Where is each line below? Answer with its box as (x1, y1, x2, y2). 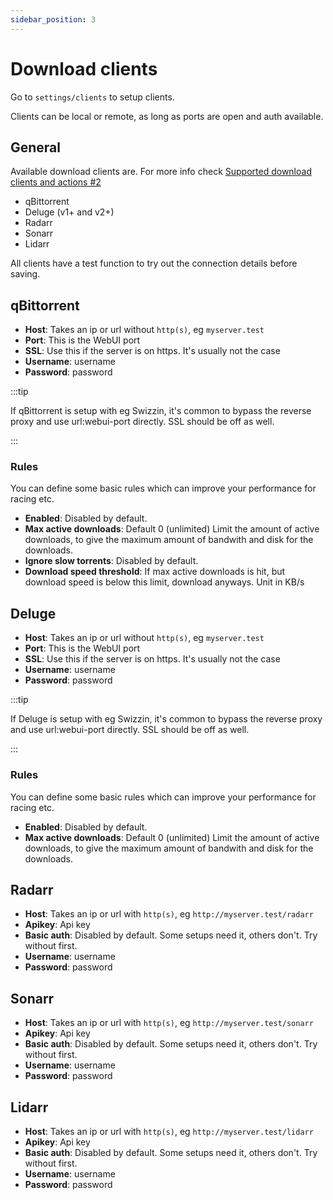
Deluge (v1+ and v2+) (24, 206, 115, 218)
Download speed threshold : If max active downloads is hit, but (24, 566, 286, 578)
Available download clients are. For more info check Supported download (10, 166, 312, 178)
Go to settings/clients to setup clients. (10, 91, 175, 103)
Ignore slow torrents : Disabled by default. (24, 555, 199, 567)
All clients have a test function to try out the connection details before (10, 257, 298, 270)
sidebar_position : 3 (10, 14, 97, 25)
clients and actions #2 (10, 176, 102, 188)
